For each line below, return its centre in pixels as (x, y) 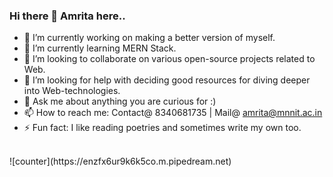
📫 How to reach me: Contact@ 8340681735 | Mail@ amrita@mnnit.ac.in (173, 113)
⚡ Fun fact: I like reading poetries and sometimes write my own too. (162, 128)
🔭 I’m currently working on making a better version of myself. (149, 38)
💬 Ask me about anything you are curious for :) (120, 101)
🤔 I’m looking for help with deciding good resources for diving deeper (167, 80)
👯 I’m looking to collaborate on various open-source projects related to (169, 59)
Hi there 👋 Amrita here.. (67, 16)
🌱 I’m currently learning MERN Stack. (100, 48)
